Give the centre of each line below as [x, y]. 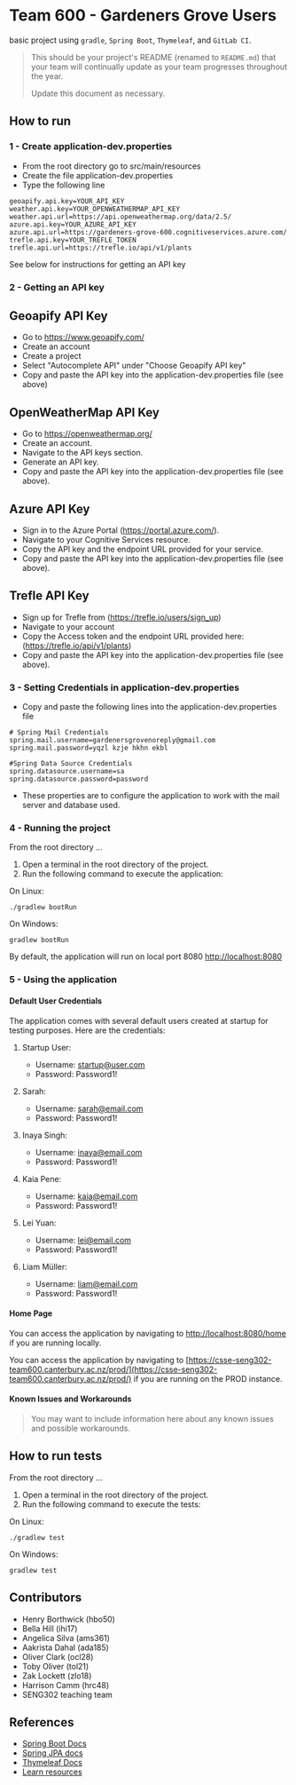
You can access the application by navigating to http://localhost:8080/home [148, 1333]
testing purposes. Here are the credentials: [87, 1030]
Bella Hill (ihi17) [50, 1628]
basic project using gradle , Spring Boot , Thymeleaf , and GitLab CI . [130, 40]
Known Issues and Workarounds [70, 1399]
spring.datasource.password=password [79, 779]
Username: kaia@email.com [86, 1196]
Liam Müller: [45, 1266]
